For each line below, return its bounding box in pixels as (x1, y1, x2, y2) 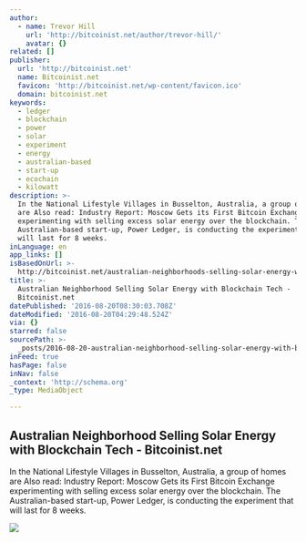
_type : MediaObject (9, 386, 84, 395)
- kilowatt (17, 183, 59, 192)
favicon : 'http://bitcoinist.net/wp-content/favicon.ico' (17, 81, 243, 90)
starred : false (9, 327, 67, 336)
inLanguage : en (9, 242, 67, 251)
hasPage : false (9, 361, 67, 370)
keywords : (9, 97, 47, 107)
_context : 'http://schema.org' (9, 377, 128, 387)
